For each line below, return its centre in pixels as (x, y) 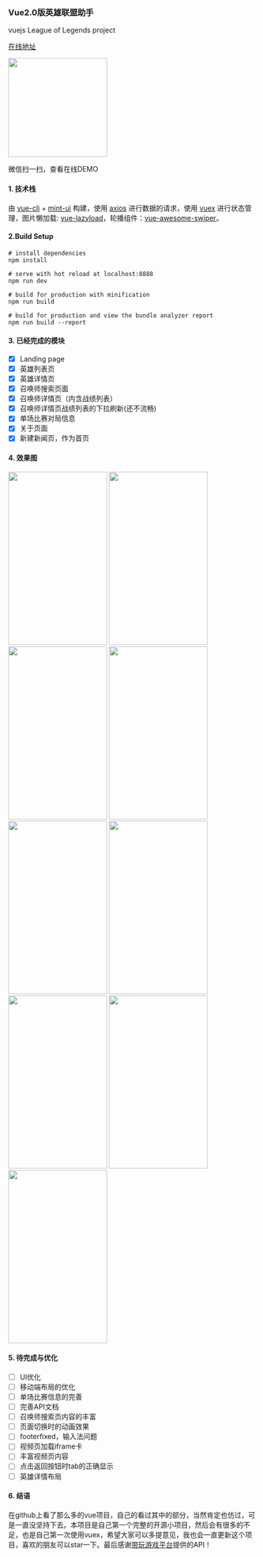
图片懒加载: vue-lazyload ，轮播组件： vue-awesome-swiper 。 (122, 218)
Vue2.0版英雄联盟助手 (51, 12)
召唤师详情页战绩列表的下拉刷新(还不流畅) (88, 408)
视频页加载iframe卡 (51, 1446)
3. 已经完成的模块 (37, 341)
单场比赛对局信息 (47, 419)
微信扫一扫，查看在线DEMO (53, 169)
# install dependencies (47, 253)
